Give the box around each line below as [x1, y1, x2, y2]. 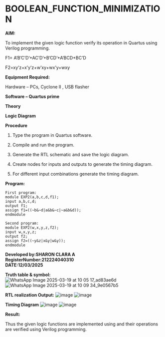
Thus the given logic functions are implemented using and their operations [5, 321, 159, 327]
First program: [5, 190, 37, 195]
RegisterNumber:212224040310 [5, 257, 74, 263]
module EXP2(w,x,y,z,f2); [5, 225, 59, 230]
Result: [5, 311, 20, 317]
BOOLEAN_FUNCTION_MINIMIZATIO [5, 3, 161, 14]
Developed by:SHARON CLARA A [5, 251, 76, 257]
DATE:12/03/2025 [5, 262, 43, 268]
